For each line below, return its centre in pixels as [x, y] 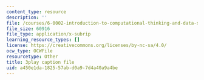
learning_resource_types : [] [43, 40]
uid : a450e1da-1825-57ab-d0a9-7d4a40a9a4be [62, 68]
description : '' [27, 17]
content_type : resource [36, 12]
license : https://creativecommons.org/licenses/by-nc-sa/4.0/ [87, 46]
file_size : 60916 [28, 29]
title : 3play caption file [40, 62]
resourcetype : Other [32, 57]
